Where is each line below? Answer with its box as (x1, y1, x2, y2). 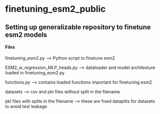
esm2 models (5, 30, 47, 39)
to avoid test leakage (5, 103, 47, 109)
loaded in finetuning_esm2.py (5, 69, 65, 75)
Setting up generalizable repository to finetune (5, 23, 151, 31)
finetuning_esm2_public (5, 3, 106, 15)
